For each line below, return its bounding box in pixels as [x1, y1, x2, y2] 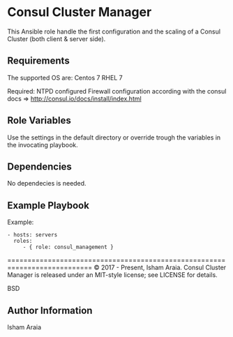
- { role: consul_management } [22, 244, 114, 251]
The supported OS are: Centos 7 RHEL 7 [7, 73, 123, 82]
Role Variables [7, 114, 71, 126]
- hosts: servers [7, 232, 58, 239]
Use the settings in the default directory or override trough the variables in [7, 133, 221, 142]
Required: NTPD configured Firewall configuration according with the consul [7, 87, 227, 95]
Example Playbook [7, 200, 89, 211]
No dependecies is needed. [7, 179, 87, 188]
